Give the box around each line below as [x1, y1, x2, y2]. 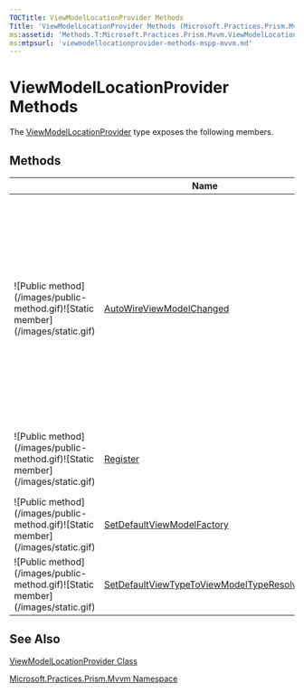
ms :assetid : [9, 30, 54, 39]
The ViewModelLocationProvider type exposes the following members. [9, 127, 274, 138]
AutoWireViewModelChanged [103, 302, 230, 315]
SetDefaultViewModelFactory [103, 518, 229, 530]
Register [103, 453, 140, 465]
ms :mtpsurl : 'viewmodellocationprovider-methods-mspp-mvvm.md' [9, 38, 253, 48]
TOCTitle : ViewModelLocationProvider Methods [9, 13, 184, 23]
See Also [9, 631, 61, 647]
